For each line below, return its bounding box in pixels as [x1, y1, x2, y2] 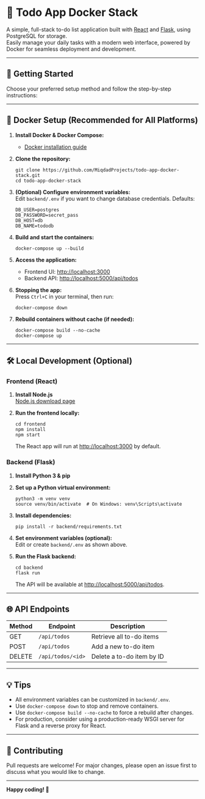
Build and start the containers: [15, 233, 95, 241]
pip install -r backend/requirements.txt [15, 523, 122, 530]
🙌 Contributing [6, 745, 63, 756]
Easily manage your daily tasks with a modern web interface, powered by [6, 39, 190, 46]
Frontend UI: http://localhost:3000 [24, 268, 110, 275]
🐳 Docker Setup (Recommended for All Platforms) [6, 115, 198, 126]
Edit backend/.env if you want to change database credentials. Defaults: [15, 195, 195, 202]
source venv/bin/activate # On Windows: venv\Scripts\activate [15, 501, 182, 507]
